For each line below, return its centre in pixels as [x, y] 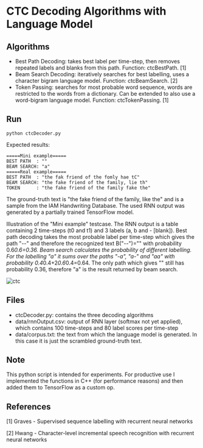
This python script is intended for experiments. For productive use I [91, 375]
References [29, 407]
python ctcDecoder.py [34, 133]
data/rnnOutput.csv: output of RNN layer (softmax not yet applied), [99, 321]
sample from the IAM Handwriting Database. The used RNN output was [96, 205]
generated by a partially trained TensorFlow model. [70, 212]
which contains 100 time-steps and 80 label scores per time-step [97, 328]
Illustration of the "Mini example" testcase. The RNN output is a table [92, 224]
